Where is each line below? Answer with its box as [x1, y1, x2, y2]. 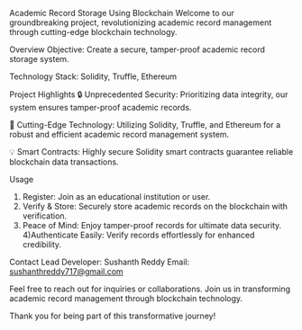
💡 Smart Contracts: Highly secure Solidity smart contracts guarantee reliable [9, 147, 294, 156]
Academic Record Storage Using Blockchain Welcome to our [9, 8, 234, 18]
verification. [22, 210, 68, 221]
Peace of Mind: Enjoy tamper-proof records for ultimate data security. [22, 220, 282, 230]
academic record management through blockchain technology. [9, 293, 243, 304]
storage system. [9, 54, 69, 64]
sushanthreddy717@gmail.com [9, 266, 124, 277]
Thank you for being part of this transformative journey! [9, 310, 216, 321]
